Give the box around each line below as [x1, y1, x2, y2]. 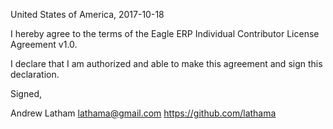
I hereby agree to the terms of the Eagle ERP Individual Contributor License [10, 28, 320, 39]
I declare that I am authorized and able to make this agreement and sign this [10, 58, 323, 69]
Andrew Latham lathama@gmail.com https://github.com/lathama [10, 107, 277, 119]
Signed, [10, 88, 42, 99]
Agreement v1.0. [10, 39, 78, 50]
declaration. [10, 69, 60, 80]
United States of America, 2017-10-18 [10, 9, 165, 20]
